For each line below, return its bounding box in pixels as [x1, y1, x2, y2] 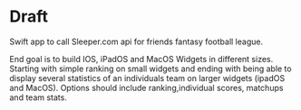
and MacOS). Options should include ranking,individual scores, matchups [9, 82, 284, 93]
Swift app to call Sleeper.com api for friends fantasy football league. [9, 36, 264, 47]
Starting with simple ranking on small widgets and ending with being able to [9, 63, 292, 74]
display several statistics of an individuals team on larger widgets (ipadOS [9, 72, 286, 83]
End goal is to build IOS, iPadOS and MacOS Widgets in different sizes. [9, 53, 274, 64]
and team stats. [9, 92, 68, 103]
